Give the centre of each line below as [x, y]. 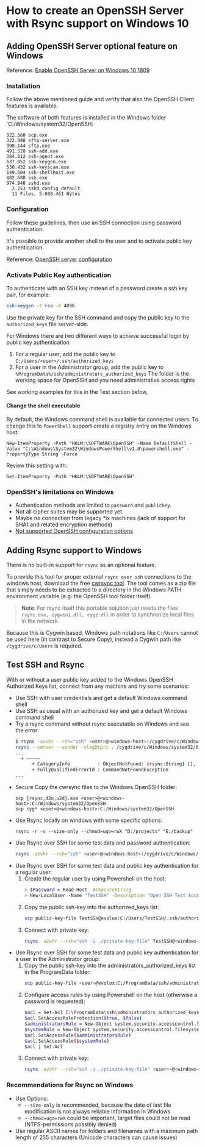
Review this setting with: [37, 465]
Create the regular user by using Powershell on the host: [95, 878]
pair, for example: [28, 295]
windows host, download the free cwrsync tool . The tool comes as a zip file [101, 584]
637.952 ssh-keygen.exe [37, 162]
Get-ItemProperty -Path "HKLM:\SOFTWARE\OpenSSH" [71, 476]
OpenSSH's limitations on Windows [60, 491]
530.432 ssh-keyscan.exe [38, 167]
